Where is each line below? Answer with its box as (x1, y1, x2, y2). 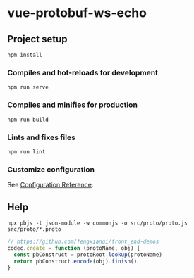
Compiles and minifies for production (7, 100, 138, 110)
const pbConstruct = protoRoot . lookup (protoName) (13, 251, 162, 258)
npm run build (7, 116, 49, 123)
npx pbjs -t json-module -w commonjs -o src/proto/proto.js (7, 220, 188, 227)
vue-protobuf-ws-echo (7, 5, 147, 21)
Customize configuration (7, 164, 95, 174)
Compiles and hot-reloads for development (7, 68, 159, 77)
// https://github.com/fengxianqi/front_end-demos (7, 238, 159, 245)
